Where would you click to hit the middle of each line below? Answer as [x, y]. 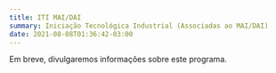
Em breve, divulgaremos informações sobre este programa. [118, 60]
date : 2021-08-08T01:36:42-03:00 [71, 34]
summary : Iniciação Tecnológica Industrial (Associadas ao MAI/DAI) [139, 26]
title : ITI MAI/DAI [45, 17]
